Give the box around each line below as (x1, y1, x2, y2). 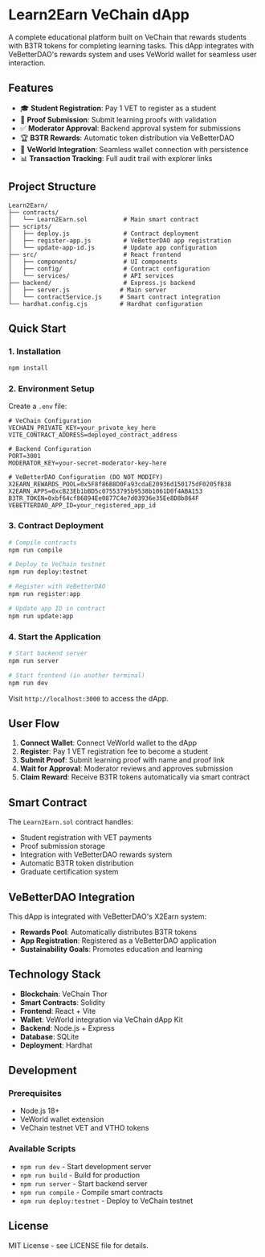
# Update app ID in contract (8, 604, 106, 613)
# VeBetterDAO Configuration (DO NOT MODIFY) (8, 473, 163, 482)
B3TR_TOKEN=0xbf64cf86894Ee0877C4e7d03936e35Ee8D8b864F (8, 494, 199, 502)
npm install (8, 364, 48, 372)
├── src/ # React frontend (8, 250, 181, 258)
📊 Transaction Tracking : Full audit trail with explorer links (19, 153, 213, 163)
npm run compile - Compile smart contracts (19, 1187, 163, 1197)
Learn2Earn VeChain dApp (8, 6, 190, 24)
